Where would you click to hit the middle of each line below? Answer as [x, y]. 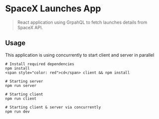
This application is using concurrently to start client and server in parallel [80, 55]
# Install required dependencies [40, 64]
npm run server [21, 85]
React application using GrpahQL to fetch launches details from [82, 22]
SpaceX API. [30, 27]
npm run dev [17, 112]
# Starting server [24, 81]
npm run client [21, 99]
